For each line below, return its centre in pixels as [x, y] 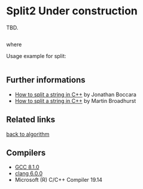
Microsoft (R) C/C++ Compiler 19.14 [59, 180]
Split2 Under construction [72, 11]
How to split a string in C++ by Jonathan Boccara [75, 94]
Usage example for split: [36, 56]
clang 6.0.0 [29, 173]
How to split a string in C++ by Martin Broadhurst [75, 100]
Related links [31, 120]
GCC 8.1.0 [27, 167]
